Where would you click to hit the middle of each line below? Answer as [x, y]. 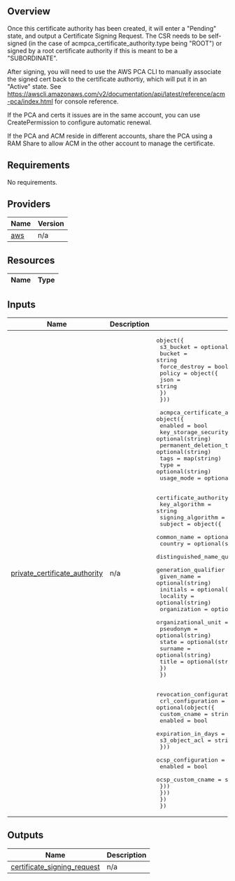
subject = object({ [191, 524]
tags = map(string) [191, 458]
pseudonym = [179, 629]
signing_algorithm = [192, 518]
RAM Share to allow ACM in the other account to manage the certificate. [111, 143]
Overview [29, 12]
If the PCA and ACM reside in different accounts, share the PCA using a [110, 136]
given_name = [180, 576]
